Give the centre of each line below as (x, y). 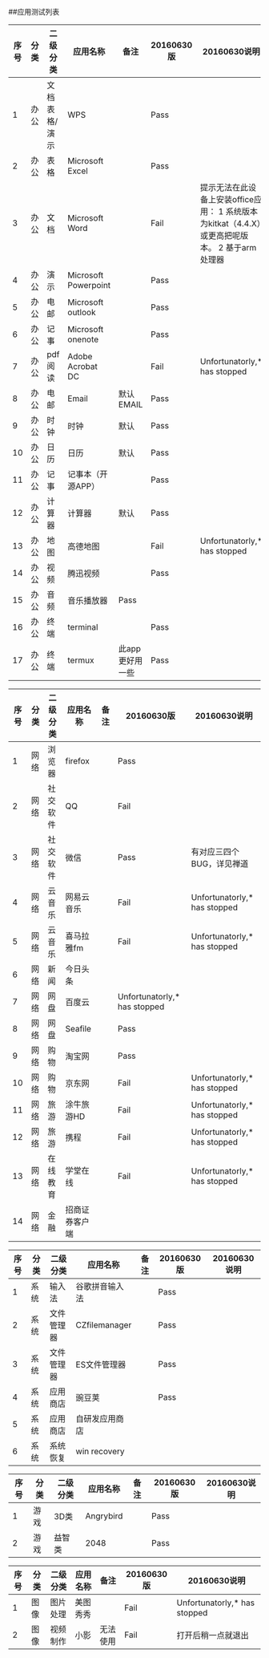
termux (81, 660)
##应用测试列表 (34, 12)
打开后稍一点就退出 (213, 1635)
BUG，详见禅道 (220, 863)
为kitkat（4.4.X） (231, 223)
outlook (82, 312)
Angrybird (104, 1516)
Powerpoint (89, 285)
